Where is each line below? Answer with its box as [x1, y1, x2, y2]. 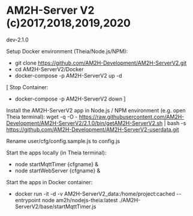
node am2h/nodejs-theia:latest [41, 196, 118, 203]
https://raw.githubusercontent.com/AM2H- [79, 113, 185, 120]
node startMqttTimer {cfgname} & [14, 160, 99, 168]
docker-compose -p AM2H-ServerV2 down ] [14, 95, 126, 102]
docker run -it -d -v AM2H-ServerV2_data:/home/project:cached [14, 190, 176, 197]
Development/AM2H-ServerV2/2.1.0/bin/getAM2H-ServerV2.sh [6, 119, 163, 126]
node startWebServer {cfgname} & [14, 167, 101, 174]
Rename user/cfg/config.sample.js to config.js [6, 137, 120, 144]
